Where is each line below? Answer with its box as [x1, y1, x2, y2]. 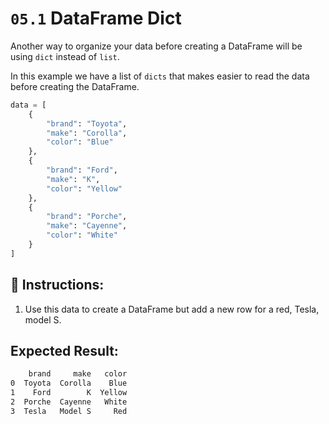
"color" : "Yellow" [46, 183, 123, 194]
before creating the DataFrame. [10, 80, 140, 92]
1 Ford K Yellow [10, 388, 128, 398]
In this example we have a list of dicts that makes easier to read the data [10, 70, 310, 82]
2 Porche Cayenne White [10, 397, 128, 407]
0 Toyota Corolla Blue [10, 378, 128, 389]
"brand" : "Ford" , [46, 165, 118, 176]
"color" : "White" [46, 230, 118, 241]
